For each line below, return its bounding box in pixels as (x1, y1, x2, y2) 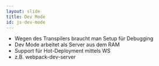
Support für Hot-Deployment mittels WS (14, 47, 111, 54)
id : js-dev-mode (6, 19, 45, 25)
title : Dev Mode (6, 14, 45, 20)
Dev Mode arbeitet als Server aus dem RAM (14, 41, 120, 48)
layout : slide (6, 8, 41, 14)
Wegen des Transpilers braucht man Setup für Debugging (14, 35, 154, 42)
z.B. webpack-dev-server (14, 53, 76, 61)
